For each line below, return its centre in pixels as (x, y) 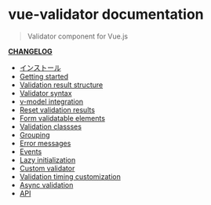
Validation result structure (61, 85)
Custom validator (47, 168)
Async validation (46, 185)
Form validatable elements (62, 118)
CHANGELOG (30, 51)
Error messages (45, 143)
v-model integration (51, 101)
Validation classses (51, 126)
